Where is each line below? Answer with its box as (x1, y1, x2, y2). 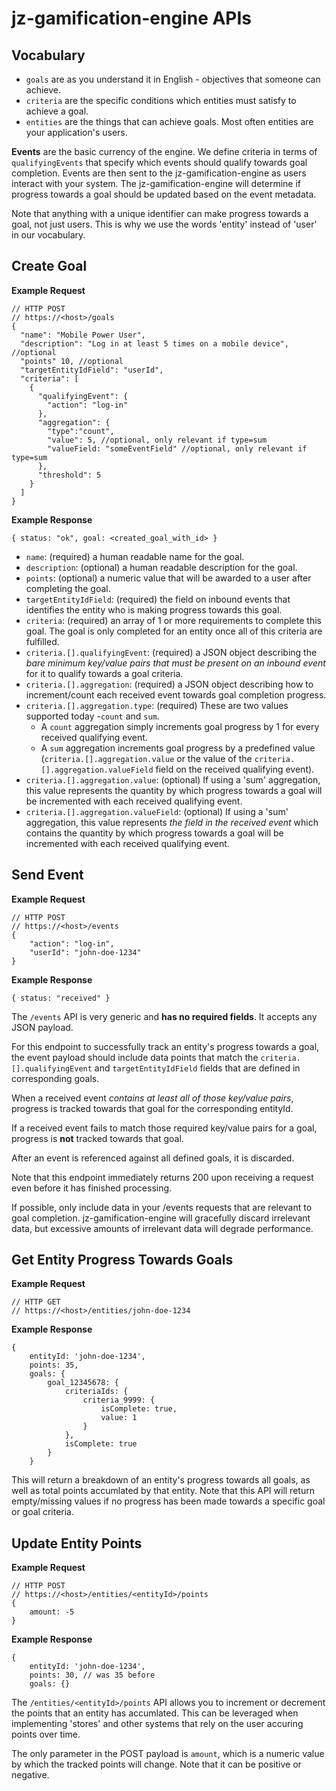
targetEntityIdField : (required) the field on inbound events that (25, 593, 291, 605)
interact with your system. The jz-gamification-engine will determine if (11, 178, 302, 189)
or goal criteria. (11, 1506, 75, 1518)
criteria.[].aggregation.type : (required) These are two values (25, 699, 289, 711)
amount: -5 (29, 1607, 75, 1617)
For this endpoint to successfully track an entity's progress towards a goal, (11, 1040, 320, 1052)
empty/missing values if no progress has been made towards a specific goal (11, 1495, 326, 1507)
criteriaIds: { (64, 1387, 129, 1397)
